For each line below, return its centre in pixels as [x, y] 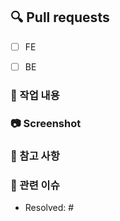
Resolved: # [49, 207]
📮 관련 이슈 [35, 185]
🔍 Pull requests [60, 17]
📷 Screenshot [46, 123]
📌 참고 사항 [35, 156]
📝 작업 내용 [35, 95]
